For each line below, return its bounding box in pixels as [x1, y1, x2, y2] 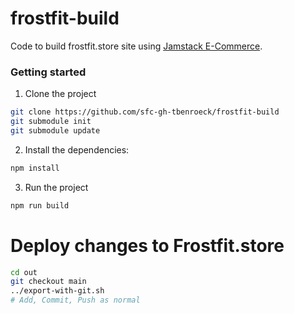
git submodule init [10, 117, 92, 127]
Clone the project [24, 88, 97, 100]
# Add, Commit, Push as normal [10, 295, 141, 306]
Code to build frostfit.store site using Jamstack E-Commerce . [10, 40, 263, 52]
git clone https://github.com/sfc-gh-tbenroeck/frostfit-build [10, 107, 280, 117]
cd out [10, 267, 38, 277]
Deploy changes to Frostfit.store [10, 234, 285, 257]
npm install [10, 163, 60, 173]
